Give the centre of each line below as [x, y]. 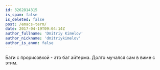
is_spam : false [21, 15]
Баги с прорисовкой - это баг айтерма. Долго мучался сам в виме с [80, 57]
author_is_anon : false [29, 43]
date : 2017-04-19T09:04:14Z [35, 29]
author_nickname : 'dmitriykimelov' [43, 39]
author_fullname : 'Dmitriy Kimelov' [44, 33]
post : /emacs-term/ [26, 24]
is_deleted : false [25, 19]
